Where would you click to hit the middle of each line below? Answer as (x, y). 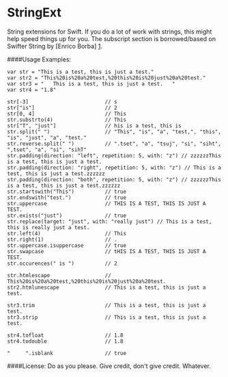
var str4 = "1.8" (32, 90)
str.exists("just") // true (67, 216)
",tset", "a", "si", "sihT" (47, 149)
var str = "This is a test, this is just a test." (81, 72)
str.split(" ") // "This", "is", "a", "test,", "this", (114, 131)
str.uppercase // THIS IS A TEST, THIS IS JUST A (106, 203)
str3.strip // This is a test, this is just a (106, 317)
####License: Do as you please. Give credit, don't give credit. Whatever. (109, 366)
